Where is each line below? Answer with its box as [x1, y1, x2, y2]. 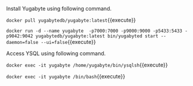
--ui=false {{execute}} [41, 39, 96, 45]
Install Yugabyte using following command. [6, 5, 112, 12]
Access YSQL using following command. [6, 50, 106, 57]
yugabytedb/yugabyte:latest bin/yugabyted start [35, 33, 159, 39]
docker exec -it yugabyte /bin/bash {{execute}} [6, 73, 126, 79]
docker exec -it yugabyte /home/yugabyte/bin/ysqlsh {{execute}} [6, 62, 168, 68]
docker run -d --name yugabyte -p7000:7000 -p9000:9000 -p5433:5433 [6, 28, 183, 34]
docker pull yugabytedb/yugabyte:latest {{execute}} [6, 17, 136, 23]
